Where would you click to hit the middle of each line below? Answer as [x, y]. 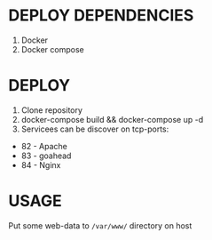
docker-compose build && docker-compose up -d [112, 119]
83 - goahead [46, 156]
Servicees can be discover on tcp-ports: [95, 129]
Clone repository [52, 110]
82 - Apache [44, 146]
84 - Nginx [41, 164]
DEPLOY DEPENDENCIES [101, 16]
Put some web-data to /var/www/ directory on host [100, 225]
